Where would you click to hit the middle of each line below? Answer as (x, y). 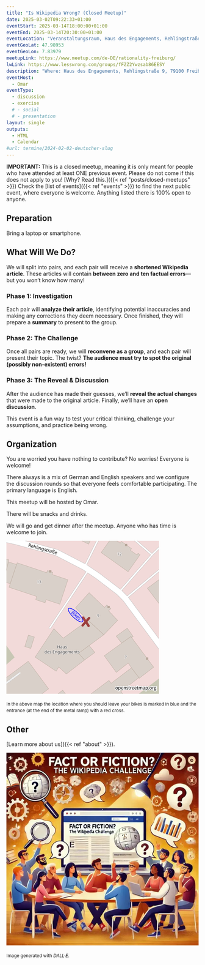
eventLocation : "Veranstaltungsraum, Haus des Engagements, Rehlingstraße (103, 39)
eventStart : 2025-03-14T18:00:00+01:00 (57, 26)
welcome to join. (27, 532)
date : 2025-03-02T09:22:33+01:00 (49, 19)
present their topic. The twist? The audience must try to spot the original (99, 358)
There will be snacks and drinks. (47, 514)
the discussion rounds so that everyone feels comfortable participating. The (102, 484)
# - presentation (34, 116)
